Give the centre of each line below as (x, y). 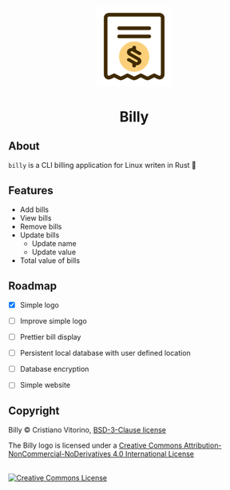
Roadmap (33, 286)
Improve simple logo (54, 321)
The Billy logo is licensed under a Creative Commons (95, 445)
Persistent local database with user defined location (105, 353)
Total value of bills (50, 261)
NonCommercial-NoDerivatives (60, 454)
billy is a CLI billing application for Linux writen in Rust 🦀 (103, 165)
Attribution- (202, 445)
